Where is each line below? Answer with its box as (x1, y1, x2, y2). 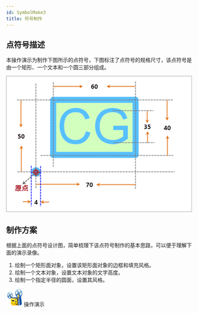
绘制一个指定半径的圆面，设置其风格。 (14, 276, 108, 283)
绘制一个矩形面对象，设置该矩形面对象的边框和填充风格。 (14, 261, 154, 268)
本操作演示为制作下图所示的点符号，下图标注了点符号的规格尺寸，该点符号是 (6, 57, 192, 64)
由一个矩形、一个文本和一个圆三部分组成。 (6, 64, 110, 71)
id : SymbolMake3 (6, 9, 46, 15)
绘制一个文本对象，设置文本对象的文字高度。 (14, 269, 124, 276)
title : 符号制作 (6, 15, 42, 22)
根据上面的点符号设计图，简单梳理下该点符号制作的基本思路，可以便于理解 (6, 242, 187, 249)
